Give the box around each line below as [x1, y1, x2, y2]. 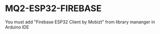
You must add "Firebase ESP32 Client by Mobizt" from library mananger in [5, 19, 155, 25]
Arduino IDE [5, 24, 29, 30]
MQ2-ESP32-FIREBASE [5, 3, 102, 14]
